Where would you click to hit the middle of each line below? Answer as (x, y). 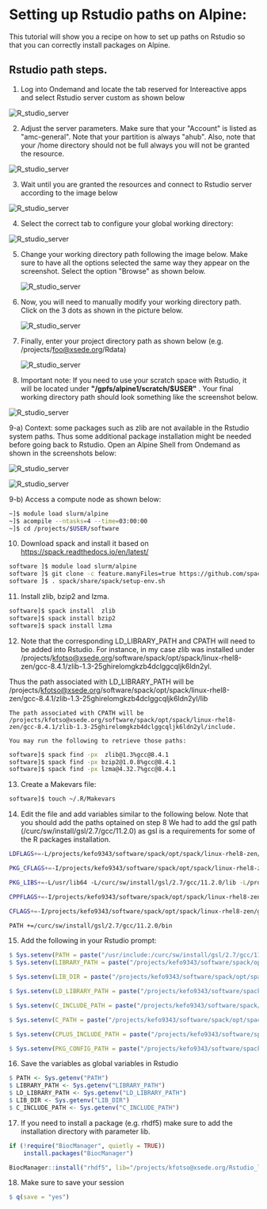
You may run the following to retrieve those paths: (98, 741)
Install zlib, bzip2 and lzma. (65, 596)
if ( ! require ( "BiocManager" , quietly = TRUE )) (87, 1146)
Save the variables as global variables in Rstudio (99, 1064)
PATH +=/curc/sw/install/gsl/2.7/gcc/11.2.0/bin (91, 926)
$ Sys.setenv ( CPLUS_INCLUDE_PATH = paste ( (80, 1034)
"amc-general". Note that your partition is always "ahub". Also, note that (138, 136)
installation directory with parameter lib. (85, 1131)
